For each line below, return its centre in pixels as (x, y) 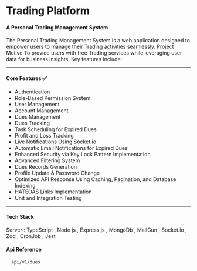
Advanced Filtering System (47, 160)
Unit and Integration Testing (48, 198)
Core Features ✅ (26, 78)
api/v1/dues (26, 262)
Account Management (41, 111)
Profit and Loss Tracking (44, 135)
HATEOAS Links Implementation (53, 192)
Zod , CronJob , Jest (31, 236)
